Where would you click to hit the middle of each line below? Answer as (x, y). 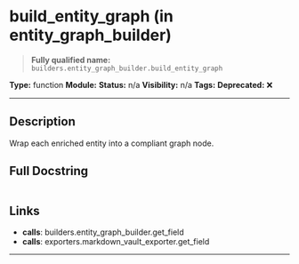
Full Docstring (49, 171)
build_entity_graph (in (91, 16)
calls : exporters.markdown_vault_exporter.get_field (116, 242)
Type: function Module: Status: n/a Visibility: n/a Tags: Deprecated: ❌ (141, 84)
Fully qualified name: (71, 60)
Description (42, 122)
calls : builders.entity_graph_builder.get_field (103, 232)
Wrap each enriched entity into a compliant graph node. (112, 143)
